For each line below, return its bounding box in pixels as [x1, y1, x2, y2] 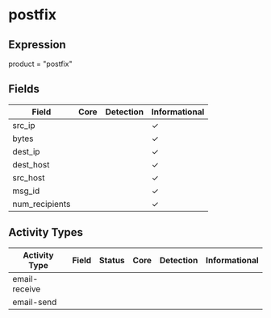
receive [12, 283, 41, 295]
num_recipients [12, 198, 71, 209]
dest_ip [12, 146, 40, 157]
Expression [8, 38, 66, 52]
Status [99, 254, 125, 266]
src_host [12, 171, 45, 183]
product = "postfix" [8, 59, 73, 68]
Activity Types [8, 225, 83, 239]
